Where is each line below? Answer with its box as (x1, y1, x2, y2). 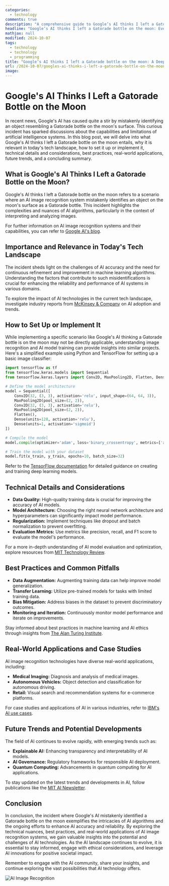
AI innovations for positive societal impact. (5, 850, 93, 856)
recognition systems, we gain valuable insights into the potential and (5, 834, 147, 840)
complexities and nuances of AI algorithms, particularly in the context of (5, 207, 154, 213)
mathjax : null (5, 31, 35, 36)
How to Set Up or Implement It (5, 321, 101, 329)
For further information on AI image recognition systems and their (5, 223, 141, 229)
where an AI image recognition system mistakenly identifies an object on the (5, 197, 163, 203)
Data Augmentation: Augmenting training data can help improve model (12, 577, 161, 583)
